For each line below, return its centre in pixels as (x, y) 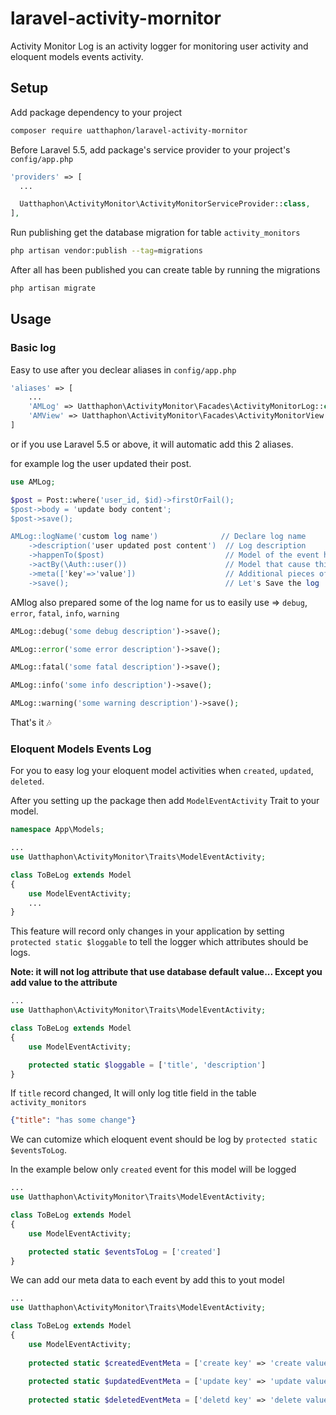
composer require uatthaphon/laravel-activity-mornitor (129, 130)
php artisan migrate (53, 288)
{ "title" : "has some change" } (73, 1120)
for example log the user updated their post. (101, 463)
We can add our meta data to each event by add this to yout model (147, 1280)
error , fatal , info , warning (65, 613)
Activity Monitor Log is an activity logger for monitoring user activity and (159, 46)
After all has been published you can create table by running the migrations (165, 270)
